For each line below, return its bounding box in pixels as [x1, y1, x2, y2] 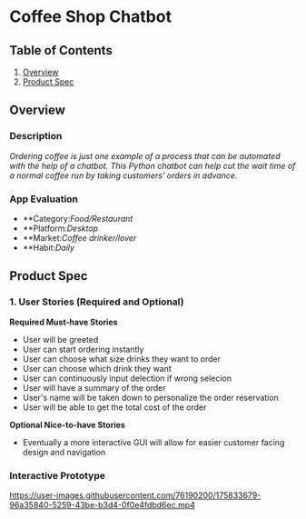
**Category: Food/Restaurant [22, 213, 133, 224]
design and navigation [22, 446, 106, 457]
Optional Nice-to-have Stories [9, 419, 125, 430]
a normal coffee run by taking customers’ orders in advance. [9, 170, 238, 181]
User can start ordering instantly [22, 344, 144, 354]
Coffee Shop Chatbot [9, 6, 173, 27]
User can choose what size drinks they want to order [22, 353, 221, 364]
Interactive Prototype [9, 469, 106, 482]
